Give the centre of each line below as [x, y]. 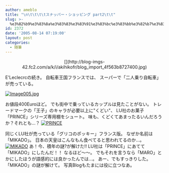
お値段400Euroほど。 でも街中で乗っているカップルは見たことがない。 [78, 104]
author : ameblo [21, 10]
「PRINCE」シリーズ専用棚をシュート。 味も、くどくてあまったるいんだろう [84, 117]
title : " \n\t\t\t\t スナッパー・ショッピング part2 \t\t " [60, 15]
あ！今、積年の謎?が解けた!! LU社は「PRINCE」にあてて [87, 146]
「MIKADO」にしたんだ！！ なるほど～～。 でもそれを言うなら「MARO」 [81, 152]
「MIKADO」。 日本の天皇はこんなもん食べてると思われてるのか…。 [75, 140]
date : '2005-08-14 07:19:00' [36, 33]
